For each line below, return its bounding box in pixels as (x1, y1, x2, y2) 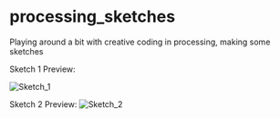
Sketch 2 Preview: (9, 98, 78, 110)
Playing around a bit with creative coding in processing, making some (9, 36, 271, 47)
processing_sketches (9, 6, 176, 27)
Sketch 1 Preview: (9, 64, 76, 74)
